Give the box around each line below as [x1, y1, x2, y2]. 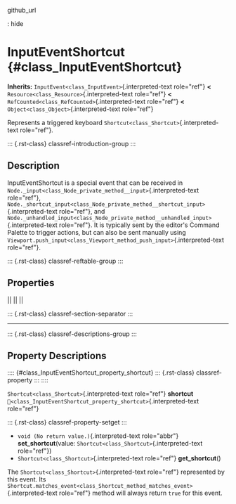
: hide [7, 20, 24, 27]
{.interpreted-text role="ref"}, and [7, 207, 105, 215]
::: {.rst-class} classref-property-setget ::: [7, 418, 128, 427]
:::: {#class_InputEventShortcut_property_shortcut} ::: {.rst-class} [7, 368, 195, 377]
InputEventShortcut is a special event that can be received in [7, 179, 183, 187]
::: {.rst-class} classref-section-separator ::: [7, 309, 133, 318]
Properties [7, 277, 55, 289]
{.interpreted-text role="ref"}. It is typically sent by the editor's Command [7, 221, 220, 229]
